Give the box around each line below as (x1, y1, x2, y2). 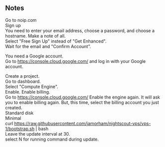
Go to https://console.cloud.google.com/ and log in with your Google (5, 58, 146, 64)
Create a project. (5, 73, 40, 79)
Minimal (5, 115, 21, 121)
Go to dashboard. (5, 78, 41, 84)
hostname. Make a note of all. (5, 33, 66, 39)
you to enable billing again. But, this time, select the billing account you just (5, 99, 159, 105)
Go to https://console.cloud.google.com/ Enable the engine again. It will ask (5, 94, 161, 100)
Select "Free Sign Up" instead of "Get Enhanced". (5, 38, 107, 44)
